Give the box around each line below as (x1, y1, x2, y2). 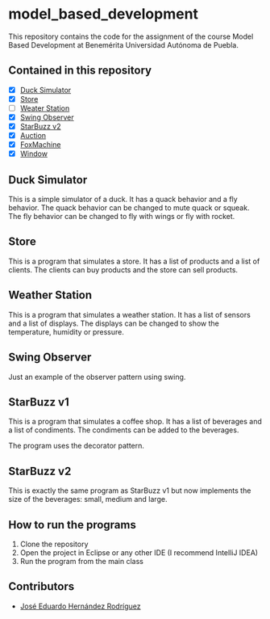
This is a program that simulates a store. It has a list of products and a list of (8, 256, 260, 266)
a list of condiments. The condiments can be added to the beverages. (8, 425, 239, 435)
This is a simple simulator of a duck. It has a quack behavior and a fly (8, 195, 238, 204)
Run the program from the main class (19, 556, 143, 566)
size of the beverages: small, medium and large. (8, 495, 168, 504)
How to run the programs (8, 518, 137, 532)
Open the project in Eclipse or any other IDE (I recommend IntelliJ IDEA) (19, 547, 259, 558)
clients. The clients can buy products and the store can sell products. (8, 264, 239, 275)
